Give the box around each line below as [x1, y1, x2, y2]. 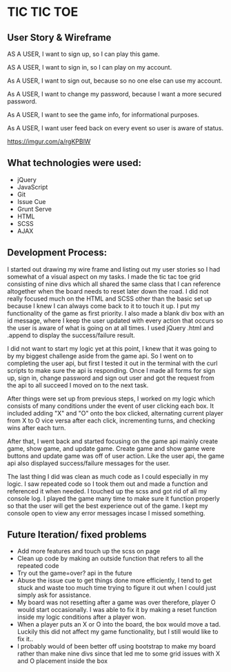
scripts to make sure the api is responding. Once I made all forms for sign [7, 366, 216, 374]
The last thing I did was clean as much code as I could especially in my [7, 472, 209, 480]
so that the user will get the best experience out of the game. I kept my [7, 501, 208, 510]
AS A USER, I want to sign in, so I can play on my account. [7, 63, 172, 71]
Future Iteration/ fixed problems [7, 529, 147, 541]
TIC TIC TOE [7, 4, 79, 20]
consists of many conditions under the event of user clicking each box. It [7, 401, 214, 410]
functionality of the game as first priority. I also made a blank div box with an [7, 309, 225, 317]
